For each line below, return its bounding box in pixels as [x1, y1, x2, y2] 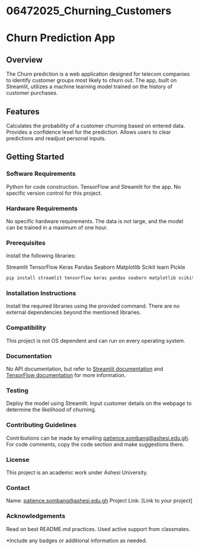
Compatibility [6, 324, 46, 332]
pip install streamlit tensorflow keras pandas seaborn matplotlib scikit [6, 275, 195, 281]
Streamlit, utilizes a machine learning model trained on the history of [6, 83, 173, 90]
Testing [6, 386, 28, 394]
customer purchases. [6, 89, 58, 97]
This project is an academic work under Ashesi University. [6, 469, 148, 476]
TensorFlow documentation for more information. [6, 372, 126, 379]
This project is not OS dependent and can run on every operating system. [6, 337, 185, 344]
